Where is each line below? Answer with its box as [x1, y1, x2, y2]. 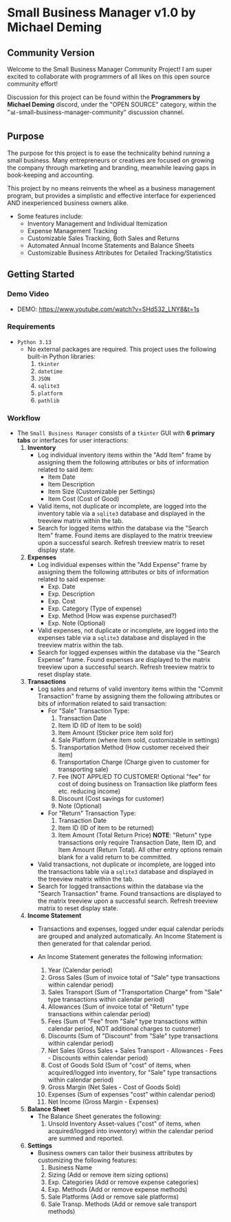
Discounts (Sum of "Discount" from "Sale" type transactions [47, 1032, 219, 1040]
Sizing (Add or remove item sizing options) [47, 1171, 169, 1179]
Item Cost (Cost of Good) [47, 495, 120, 503]
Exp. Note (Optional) [47, 619, 106, 628]
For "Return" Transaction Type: [47, 809, 136, 817]
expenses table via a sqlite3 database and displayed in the [37, 634, 206, 642]
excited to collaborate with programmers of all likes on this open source [7, 72, 210, 81]
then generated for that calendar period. [37, 939, 152, 947]
